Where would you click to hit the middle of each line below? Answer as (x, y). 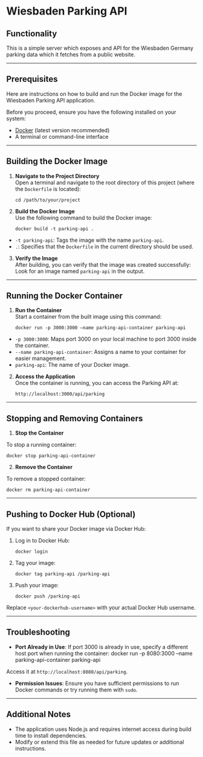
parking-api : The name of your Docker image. (72, 365)
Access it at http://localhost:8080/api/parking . (67, 672)
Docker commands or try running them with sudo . (76, 690)
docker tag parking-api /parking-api (63, 574)
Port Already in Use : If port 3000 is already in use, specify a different (101, 647)
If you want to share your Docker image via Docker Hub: (76, 529)
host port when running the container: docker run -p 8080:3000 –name (104, 653)
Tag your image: (35, 563)
